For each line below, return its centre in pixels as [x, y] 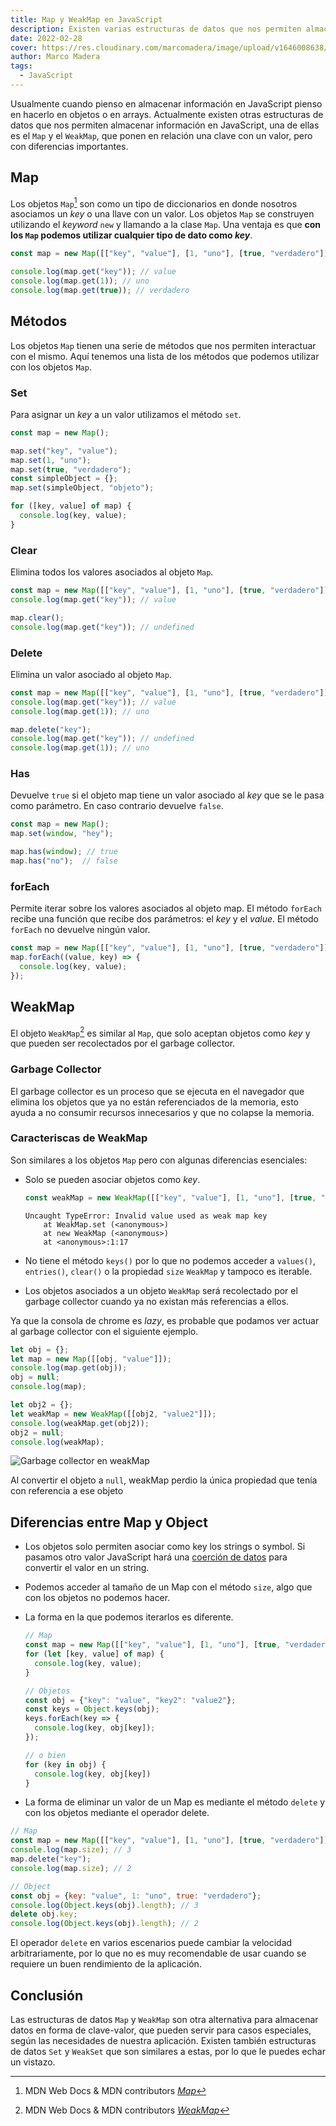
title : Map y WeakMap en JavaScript [86, 19]
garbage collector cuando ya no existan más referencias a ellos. [157, 1301]
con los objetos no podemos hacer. [97, 1598]
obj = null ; [35, 1377]
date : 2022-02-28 [46, 38]
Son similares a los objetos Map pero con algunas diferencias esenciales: [159, 1160]
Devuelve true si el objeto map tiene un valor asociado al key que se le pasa [167, 795]
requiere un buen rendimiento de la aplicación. [106, 1964]
